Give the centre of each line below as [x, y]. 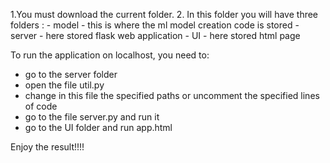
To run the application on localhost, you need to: [110, 55]
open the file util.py [64, 85]
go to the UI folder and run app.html [98, 127]
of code [41, 106]
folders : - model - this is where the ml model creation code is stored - [155, 25]
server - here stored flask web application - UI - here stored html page [155, 35]
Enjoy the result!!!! [47, 147]
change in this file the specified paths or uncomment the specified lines [172, 95]
